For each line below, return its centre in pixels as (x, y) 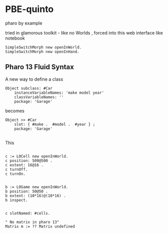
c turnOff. (17, 170)
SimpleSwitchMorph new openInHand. (42, 52)
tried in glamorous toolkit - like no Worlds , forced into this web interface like (84, 33)
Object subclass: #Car (29, 88)
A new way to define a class (34, 79)
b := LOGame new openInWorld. (37, 187)
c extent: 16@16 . (24, 165)
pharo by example (24, 23)
